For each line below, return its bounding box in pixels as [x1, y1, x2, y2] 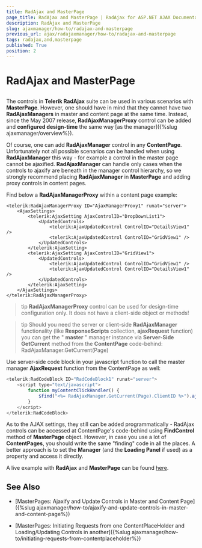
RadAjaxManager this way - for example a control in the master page [6, 154, 179, 161]
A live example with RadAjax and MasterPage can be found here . [6, 464, 169, 472]
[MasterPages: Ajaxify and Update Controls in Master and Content [14, 497, 179, 505]
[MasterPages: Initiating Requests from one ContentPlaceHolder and [14, 522, 185, 529]
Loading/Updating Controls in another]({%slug [14, 529, 130, 536]
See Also [6, 482, 40, 492]
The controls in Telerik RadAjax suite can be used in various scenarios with [6, 97, 194, 105]
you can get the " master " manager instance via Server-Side [20, 334, 174, 341]
